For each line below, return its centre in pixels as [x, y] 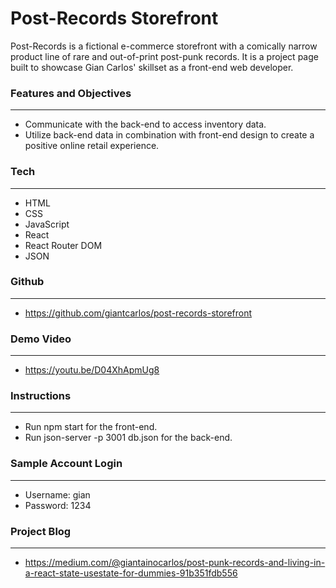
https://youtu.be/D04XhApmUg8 [92, 370]
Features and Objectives [71, 93]
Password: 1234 [58, 505]
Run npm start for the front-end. [91, 427]
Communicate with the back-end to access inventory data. [145, 124]
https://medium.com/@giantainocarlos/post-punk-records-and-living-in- [175, 563]
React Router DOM [63, 245]
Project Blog [41, 531]
